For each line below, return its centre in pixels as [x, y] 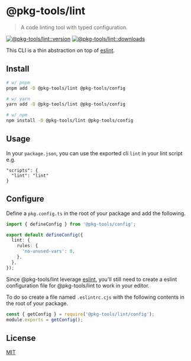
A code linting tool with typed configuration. [74, 27]
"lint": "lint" [30, 175]
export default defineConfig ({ [45, 235]
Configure [25, 199]
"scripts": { [22, 170]
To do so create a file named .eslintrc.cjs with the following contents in [95, 297]
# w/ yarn [18, 99]
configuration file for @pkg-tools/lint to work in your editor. [78, 285]
